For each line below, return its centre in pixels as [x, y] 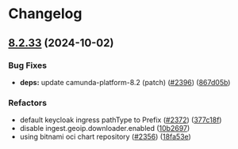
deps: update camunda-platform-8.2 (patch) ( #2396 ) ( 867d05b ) [125, 82]
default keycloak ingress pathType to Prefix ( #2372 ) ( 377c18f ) [121, 120]
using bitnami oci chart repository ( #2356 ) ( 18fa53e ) [106, 137]
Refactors [28, 102]
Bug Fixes [28, 65]
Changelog [45, 14]
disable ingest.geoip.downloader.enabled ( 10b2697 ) [105, 129]
